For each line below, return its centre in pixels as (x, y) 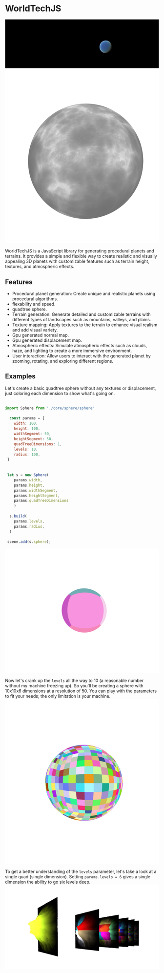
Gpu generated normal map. (41, 335)
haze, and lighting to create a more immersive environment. (72, 351)
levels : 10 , (26, 449)
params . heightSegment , (37, 496)
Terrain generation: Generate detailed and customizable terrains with (81, 314)
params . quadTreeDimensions (41, 501)
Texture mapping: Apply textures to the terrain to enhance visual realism (85, 325)
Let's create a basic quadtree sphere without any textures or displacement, (81, 388)
